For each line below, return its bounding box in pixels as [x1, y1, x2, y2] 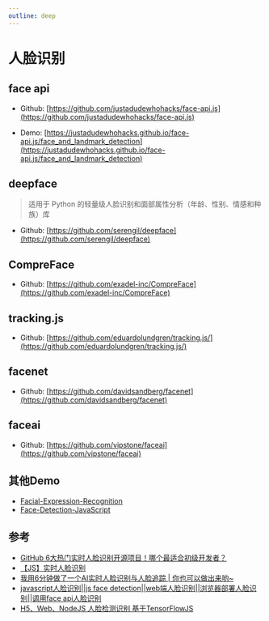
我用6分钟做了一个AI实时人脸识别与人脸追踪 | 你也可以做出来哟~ [19, 573, 234, 583]
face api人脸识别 [46, 593, 102, 603]
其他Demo [8, 474, 61, 488]
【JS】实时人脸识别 [19, 564, 86, 573]
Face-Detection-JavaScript [19, 504, 111, 514]
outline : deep [8, 11, 57, 20]
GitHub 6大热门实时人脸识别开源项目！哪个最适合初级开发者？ [19, 553, 228, 563]
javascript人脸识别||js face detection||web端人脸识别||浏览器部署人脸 [19, 584, 250, 593]
